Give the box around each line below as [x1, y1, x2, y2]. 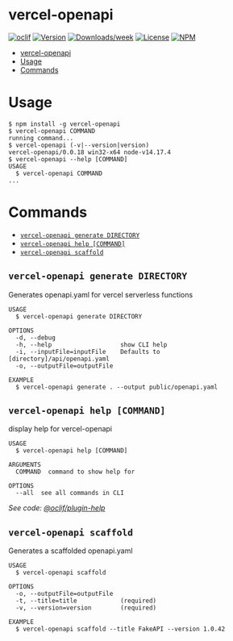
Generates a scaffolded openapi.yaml [8, 546, 133, 556]
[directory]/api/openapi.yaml [8, 355, 110, 363]
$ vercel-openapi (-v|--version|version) [8, 141, 150, 149]
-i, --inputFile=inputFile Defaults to [15, 348, 160, 356]
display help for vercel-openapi [8, 424, 113, 434]
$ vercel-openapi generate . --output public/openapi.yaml [15, 383, 218, 391]
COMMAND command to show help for [15, 468, 135, 477]
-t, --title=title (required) [15, 597, 157, 606]
